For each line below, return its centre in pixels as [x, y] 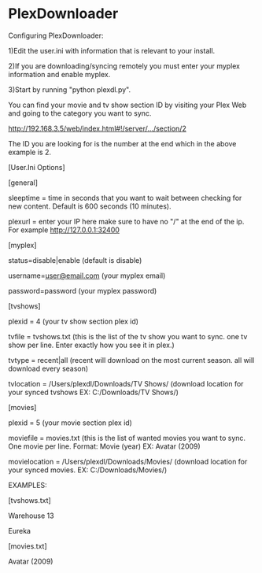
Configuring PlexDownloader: [56, 35]
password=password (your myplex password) [83, 290]
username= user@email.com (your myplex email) [87, 275]
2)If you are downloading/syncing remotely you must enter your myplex [124, 66]
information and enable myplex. [59, 74]
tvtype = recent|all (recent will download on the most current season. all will [131, 360]
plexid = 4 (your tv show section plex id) [74, 321]
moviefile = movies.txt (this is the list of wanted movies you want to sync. [127, 438]
